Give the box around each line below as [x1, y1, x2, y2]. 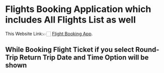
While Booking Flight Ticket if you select [5, 45, 134, 54]
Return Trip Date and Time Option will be [19, 53, 149, 62]
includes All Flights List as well [5, 14, 136, 25]
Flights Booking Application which [5, 3, 151, 15]
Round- [135, 45, 159, 54]
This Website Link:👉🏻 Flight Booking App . [5, 30, 93, 36]
